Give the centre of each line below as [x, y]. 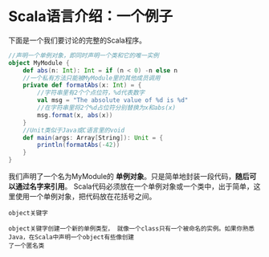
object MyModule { [39, 63]
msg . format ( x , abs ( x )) [75, 115]
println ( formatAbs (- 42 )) [79, 145]
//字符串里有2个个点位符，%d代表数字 [91, 93]
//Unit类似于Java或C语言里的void [74, 130]
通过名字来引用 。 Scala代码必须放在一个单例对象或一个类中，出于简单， [134, 186]
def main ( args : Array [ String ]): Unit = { [93, 137]
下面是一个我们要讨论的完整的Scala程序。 [77, 40]
